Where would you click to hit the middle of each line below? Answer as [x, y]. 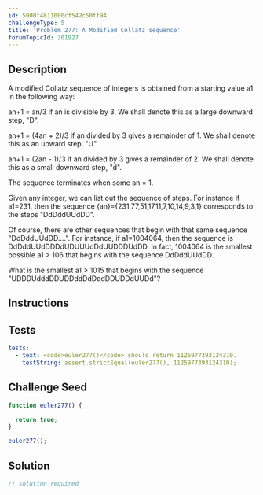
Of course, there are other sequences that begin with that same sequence [128, 230]
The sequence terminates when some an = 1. [81, 183]
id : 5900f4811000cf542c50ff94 [58, 15]
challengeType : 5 [37, 23]
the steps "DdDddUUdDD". [52, 215]
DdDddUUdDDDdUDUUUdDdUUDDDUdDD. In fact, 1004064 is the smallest [130, 247]
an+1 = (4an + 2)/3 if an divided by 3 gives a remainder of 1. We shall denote [132, 135]
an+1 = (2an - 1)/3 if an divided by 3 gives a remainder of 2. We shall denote [131, 159]
